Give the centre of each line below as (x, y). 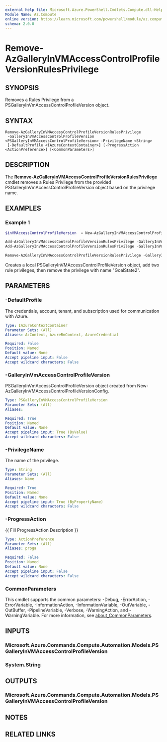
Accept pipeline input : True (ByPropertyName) (54, 502)
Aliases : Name (20, 479)
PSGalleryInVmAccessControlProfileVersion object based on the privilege (80, 187)
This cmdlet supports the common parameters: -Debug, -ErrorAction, (76, 599)
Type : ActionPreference (30, 539)
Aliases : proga (21, 548)
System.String (23, 665)
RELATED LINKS (30, 734)
